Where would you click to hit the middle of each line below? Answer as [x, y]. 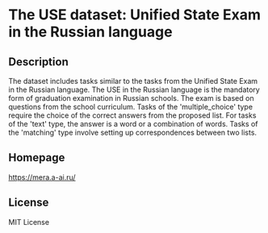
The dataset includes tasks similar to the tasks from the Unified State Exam [133, 81]
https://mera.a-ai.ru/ [42, 177]
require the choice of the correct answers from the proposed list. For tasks [132, 115]
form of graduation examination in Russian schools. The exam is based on [131, 98]
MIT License [29, 222]
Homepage [37, 158]
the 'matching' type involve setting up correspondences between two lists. [132, 132]
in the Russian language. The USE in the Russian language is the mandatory [134, 89]
